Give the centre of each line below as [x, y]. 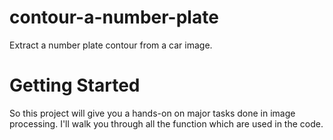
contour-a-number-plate [114, 17]
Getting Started [75, 85]
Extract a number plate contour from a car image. [111, 45]
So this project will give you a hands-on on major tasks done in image [152, 113]
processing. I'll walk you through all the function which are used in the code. [166, 123]
